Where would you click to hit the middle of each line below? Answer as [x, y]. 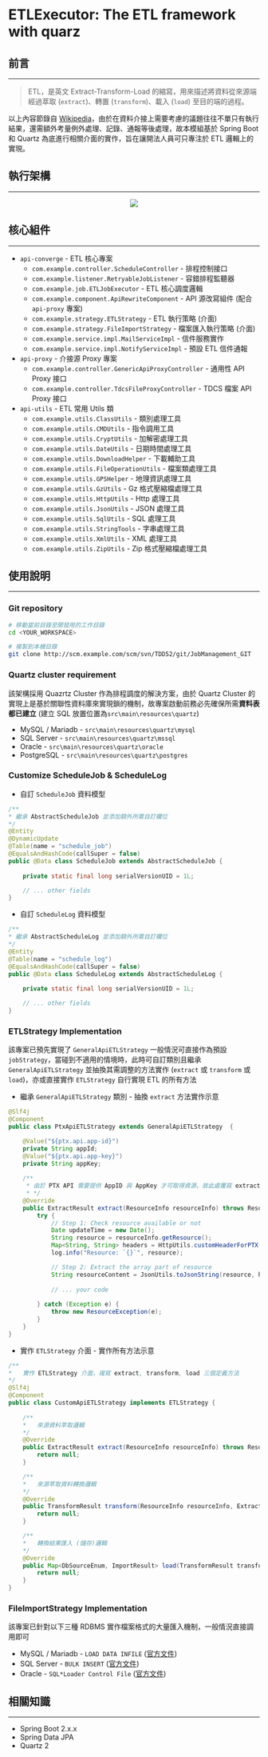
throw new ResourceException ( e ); [106, 1312]
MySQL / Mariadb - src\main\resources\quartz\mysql [108, 729]
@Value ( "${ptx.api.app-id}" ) [71, 1141]
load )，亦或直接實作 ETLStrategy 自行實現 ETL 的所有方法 [102, 1080]
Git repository [36, 608]
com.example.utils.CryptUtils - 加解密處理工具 [110, 438]
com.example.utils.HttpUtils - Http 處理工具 [106, 498]
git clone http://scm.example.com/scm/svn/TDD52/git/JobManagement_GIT [130, 654]
